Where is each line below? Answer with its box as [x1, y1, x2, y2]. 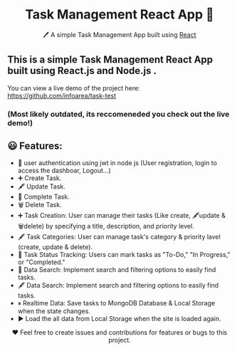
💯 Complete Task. [17, 192, 70, 201]
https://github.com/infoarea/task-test [7, 91, 116, 100]
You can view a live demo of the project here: [7, 83, 140, 92]
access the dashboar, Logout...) [17, 167, 112, 175]
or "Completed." [17, 258, 65, 266]
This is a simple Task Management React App [7, 53, 214, 66]
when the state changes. [17, 307, 90, 315]
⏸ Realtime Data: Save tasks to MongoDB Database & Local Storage [17, 299, 216, 308]
